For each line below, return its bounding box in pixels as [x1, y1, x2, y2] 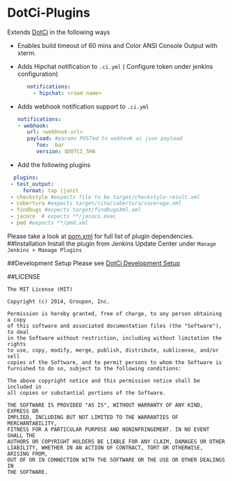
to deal [7, 329, 30, 336]
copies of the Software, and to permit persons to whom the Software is [7, 358, 222, 366]
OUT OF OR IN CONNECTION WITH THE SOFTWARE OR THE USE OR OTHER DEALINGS [7, 456, 226, 464]
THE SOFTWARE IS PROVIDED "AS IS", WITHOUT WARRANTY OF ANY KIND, [7, 402, 204, 409]
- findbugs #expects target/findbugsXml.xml [10, 207, 141, 214]
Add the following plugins [17, 160, 91, 168]
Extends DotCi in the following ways [7, 28, 110, 36]
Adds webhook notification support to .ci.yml [17, 102, 149, 111]
